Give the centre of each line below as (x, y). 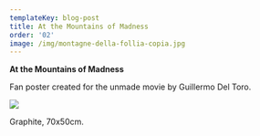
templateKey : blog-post (55, 18)
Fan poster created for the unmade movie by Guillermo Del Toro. (130, 87)
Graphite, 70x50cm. (47, 122)
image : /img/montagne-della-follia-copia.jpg (97, 43)
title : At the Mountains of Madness (79, 26)
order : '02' (32, 35)
